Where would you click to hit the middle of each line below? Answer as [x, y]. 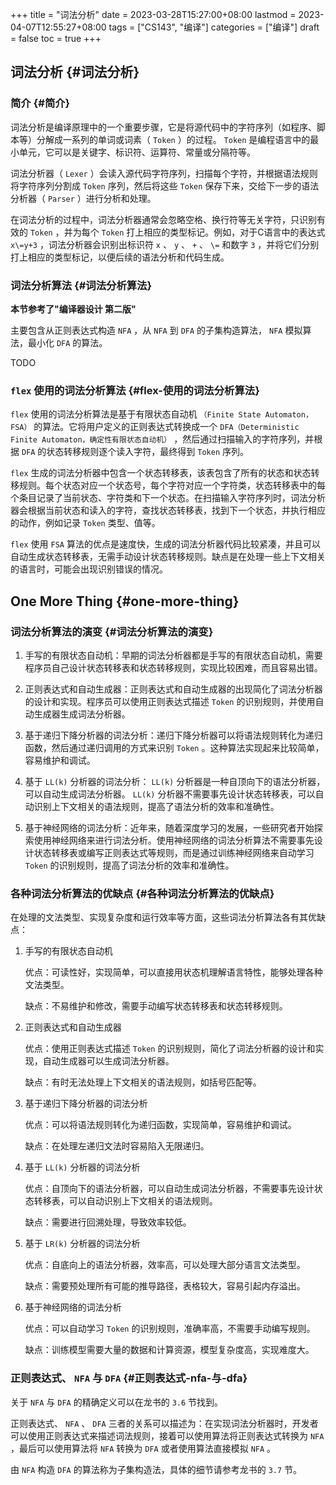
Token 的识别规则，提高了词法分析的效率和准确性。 [129, 865]
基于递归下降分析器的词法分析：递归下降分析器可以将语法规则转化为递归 [173, 735]
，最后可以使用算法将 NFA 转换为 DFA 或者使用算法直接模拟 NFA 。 [143, 1448]
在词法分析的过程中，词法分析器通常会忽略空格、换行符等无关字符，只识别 [163, 219]
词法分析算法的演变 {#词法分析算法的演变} [112, 631]
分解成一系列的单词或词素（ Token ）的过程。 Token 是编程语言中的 [173, 139]
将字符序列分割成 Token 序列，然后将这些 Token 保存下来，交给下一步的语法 [165, 185]
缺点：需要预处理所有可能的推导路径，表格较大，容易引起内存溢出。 [165, 1286]
